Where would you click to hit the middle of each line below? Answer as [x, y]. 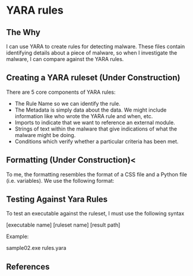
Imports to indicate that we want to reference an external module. [95, 122]
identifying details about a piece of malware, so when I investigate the [92, 53]
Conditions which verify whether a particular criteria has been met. [96, 141]
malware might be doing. [45, 135]
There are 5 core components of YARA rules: [61, 92]
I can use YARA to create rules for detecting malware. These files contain [96, 46]
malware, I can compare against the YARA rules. [65, 59]
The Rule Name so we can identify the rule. [67, 103]
